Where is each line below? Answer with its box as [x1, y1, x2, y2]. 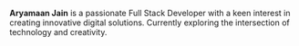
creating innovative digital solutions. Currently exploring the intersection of [9, 17, 290, 28]
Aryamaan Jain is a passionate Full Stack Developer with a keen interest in [9, 8, 291, 18]
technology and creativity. [9, 27, 108, 37]
